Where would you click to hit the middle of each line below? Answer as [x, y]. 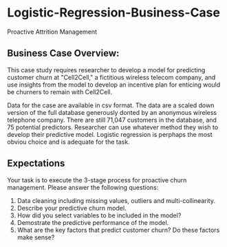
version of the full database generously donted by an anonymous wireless [112, 112]
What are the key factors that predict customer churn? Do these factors [118, 230]
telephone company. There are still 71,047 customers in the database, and [112, 120]
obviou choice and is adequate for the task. [68, 142]
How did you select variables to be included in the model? [99, 215]
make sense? [36, 237]
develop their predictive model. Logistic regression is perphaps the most [110, 134]
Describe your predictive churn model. [72, 208]
